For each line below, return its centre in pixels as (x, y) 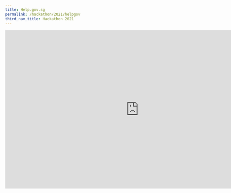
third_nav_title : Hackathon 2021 (39, 19)
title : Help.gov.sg (25, 10)
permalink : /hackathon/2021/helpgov (43, 14)
